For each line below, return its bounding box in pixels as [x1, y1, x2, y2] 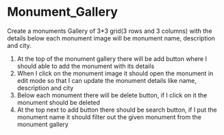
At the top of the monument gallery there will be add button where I [16, 54, 208, 62]
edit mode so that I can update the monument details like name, [16, 76, 197, 84]
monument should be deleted [16, 98, 101, 106]
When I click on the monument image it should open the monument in [16, 69, 214, 77]
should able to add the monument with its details [16, 62, 155, 70]
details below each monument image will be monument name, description [7, 34, 216, 42]
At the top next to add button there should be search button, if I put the [16, 106, 217, 114]
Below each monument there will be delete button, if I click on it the [16, 90, 208, 99]
